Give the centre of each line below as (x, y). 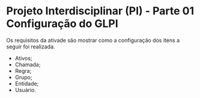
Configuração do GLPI (62, 24)
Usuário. (25, 90)
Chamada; (28, 65)
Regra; (23, 71)
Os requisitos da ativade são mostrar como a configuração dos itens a (93, 40)
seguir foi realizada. (31, 47)
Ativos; (23, 58)
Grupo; (23, 77)
